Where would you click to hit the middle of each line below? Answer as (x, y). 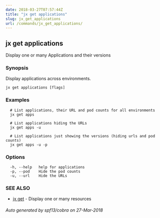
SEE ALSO (18, 188)
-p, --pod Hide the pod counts (45, 171)
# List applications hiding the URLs (49, 123)
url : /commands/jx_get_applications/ (44, 23)
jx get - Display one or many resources (52, 199)
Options (15, 157)
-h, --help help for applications (47, 167)
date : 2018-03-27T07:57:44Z (34, 10)
